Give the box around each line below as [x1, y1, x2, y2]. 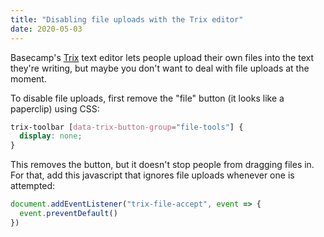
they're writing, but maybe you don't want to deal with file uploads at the [10, 62, 310, 74]
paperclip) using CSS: [10, 102, 100, 115]
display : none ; [19, 131, 83, 141]
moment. [10, 72, 47, 85]
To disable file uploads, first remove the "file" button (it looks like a [10, 92, 285, 104]
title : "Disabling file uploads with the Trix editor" [10, 14, 244, 25]
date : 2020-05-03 [10, 24, 83, 34]
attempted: [10, 180, 56, 192]
